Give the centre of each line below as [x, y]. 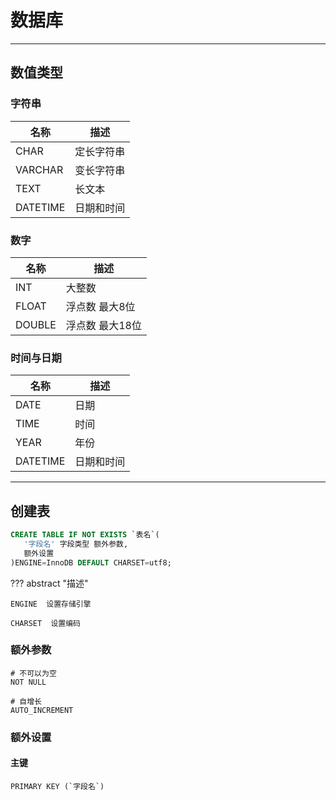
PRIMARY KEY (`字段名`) [57, 786]
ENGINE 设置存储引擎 [51, 604]
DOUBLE [36, 324]
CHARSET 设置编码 [45, 623]
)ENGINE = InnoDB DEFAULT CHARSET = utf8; [91, 562]
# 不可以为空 [33, 673]
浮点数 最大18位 [103, 325]
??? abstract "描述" [49, 583]
